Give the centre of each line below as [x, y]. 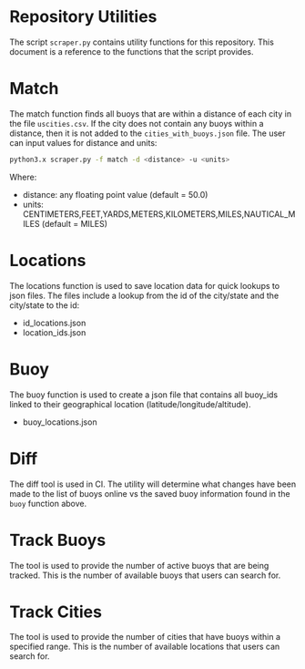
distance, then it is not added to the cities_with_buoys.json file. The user [147, 133]
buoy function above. [48, 503]
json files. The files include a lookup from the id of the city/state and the [144, 295]
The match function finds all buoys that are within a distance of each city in [151, 113]
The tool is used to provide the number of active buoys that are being [139, 565]
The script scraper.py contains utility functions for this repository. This [142, 42]
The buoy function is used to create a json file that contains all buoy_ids [144, 395]
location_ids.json [54, 332]
